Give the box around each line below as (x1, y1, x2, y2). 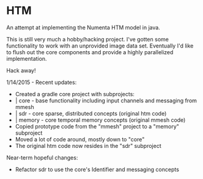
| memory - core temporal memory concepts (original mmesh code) (15, 116, 186, 124)
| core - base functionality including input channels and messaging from (15, 97, 197, 104)
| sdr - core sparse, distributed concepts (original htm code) (15, 110, 167, 117)
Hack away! (6, 66, 36, 74)
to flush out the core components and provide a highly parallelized (6, 48, 174, 55)
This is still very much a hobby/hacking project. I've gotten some (6, 35, 169, 43)
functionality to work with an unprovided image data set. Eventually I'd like (6, 42, 194, 49)
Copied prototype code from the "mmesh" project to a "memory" (15, 122, 179, 130)
